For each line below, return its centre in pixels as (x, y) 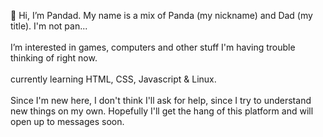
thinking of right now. (54, 58)
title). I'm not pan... (49, 26)
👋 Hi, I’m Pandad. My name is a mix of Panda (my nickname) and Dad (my (161, 15)
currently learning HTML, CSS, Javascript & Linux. (113, 79)
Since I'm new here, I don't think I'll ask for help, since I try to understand (161, 100)
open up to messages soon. (67, 121)
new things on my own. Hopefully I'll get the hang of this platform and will (162, 111)
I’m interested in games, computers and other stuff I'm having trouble (153, 47)
